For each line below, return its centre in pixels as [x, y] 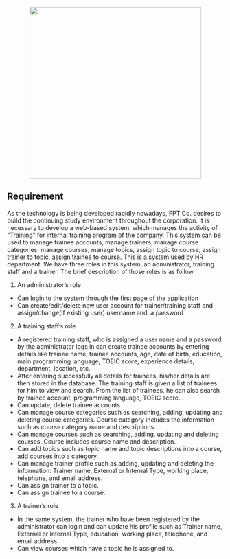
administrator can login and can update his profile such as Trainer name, [119, 526]
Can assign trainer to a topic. [58, 485]
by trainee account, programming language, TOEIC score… [100, 398]
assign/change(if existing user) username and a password [100, 312]
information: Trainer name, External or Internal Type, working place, [113, 470]
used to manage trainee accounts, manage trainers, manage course [103, 242]
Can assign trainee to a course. [61, 492]
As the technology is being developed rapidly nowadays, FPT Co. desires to [114, 213]
